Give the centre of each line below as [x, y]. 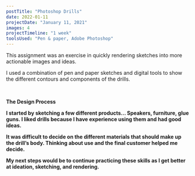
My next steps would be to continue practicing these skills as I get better [96, 161]
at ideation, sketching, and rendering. [53, 167]
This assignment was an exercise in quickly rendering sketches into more [94, 55]
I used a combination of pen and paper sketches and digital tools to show [94, 73]
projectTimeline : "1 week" [39, 33]
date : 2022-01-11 [27, 17]
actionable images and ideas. [41, 61]
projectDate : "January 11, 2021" [47, 22]
